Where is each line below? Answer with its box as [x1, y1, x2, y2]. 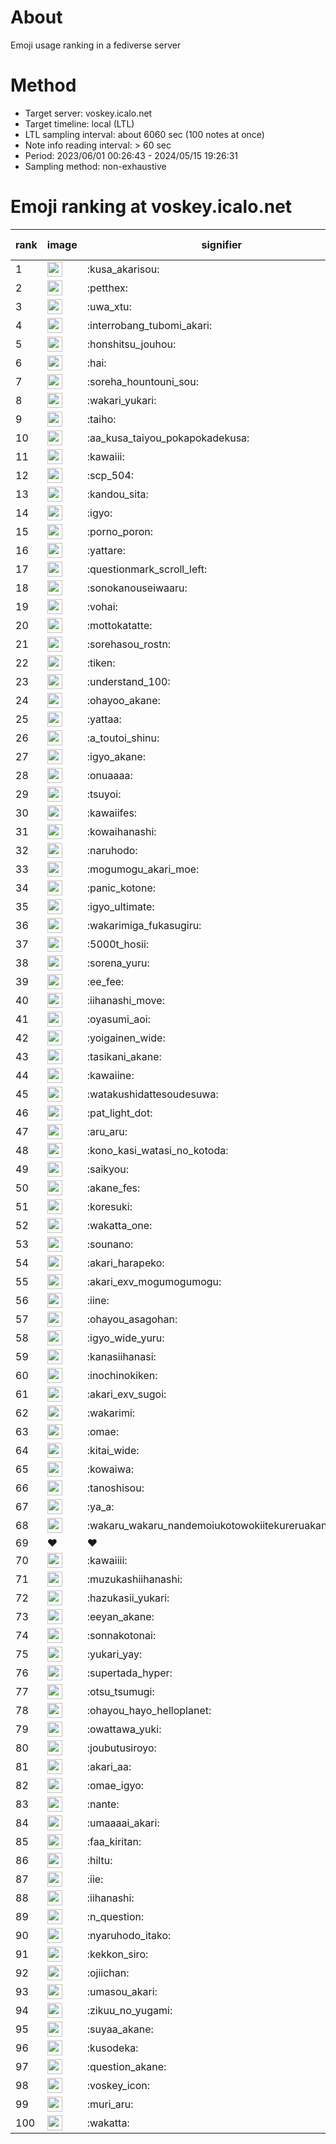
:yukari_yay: [86, 1647, 143, 1661]
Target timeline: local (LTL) [24, 117, 135, 130]
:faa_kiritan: [86, 1834, 142, 1848]
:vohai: [86, 599, 118, 613]
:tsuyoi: [86, 787, 122, 801]
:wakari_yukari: [86, 393, 157, 407]
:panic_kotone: [86, 881, 157, 895]
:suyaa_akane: [86, 2022, 154, 2036]
